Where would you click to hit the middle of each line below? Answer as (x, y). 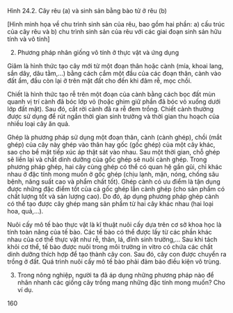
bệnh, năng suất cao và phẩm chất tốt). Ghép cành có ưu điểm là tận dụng (114, 182)
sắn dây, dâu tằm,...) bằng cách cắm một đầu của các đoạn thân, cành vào (114, 73)
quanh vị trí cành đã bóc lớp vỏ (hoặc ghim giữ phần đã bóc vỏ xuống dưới (114, 102)
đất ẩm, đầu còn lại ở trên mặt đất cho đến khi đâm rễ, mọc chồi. (100, 81)
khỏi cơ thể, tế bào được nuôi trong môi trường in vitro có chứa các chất (110, 247)
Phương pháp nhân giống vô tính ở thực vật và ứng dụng (98, 53)
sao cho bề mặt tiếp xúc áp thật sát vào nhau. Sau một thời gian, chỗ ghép (114, 152)
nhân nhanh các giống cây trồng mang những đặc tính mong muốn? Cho (121, 282)
